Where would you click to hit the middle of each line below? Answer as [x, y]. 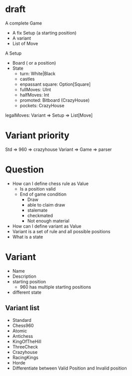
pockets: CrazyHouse [42, 105]
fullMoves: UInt [35, 89]
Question [24, 170]
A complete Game [24, 23]
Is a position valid [38, 189]
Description [24, 276]
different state [27, 292]
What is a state [28, 237]
